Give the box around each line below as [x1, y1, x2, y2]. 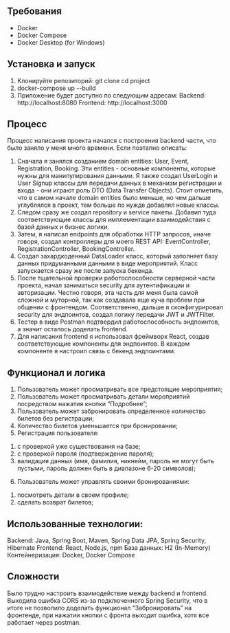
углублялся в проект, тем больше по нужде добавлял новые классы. [16, 201, 220, 209]
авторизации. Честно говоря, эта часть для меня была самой [16, 289, 198, 297]
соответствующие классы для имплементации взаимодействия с [16, 216, 211, 224]
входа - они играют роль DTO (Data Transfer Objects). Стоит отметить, [16, 186, 224, 195]
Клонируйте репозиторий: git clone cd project [16, 76, 150, 85]
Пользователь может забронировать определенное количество [16, 407, 206, 415]
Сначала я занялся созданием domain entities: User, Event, [16, 157, 189, 166]
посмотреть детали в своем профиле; [16, 491, 129, 499]
